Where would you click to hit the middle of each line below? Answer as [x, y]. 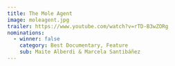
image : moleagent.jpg [38, 20]
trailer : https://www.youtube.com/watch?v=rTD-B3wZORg [88, 26]
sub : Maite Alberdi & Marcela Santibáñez [80, 52]
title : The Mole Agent [40, 13]
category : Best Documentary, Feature [74, 45]
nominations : [26, 33]
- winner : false [37, 39]
